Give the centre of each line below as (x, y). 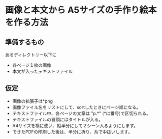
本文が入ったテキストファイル (42, 71)
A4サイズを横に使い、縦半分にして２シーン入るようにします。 (75, 125)
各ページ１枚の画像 (32, 65)
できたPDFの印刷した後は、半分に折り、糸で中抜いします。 (72, 132)
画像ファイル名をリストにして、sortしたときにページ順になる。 (77, 107)
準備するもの (25, 42)
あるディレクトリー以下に (31, 55)
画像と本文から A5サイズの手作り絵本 (81, 10)
